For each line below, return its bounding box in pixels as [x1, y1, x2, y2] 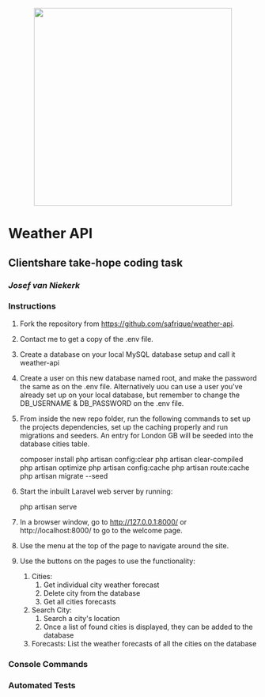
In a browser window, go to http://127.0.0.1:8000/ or [19, 517, 187, 526]
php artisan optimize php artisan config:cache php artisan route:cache [19, 463, 250, 472]
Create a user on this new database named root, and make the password [19, 373, 257, 383]
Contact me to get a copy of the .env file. [19, 334, 154, 343]
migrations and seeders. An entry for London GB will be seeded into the [19, 430, 254, 440]
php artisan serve [19, 502, 78, 511]
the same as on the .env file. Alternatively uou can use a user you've [19, 381, 243, 391]
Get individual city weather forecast [43, 580, 160, 589]
